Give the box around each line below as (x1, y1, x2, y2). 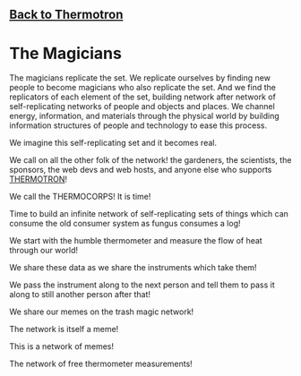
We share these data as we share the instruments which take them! (9, 262, 257, 273)
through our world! (9, 245, 79, 256)
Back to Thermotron (9, 7, 124, 22)
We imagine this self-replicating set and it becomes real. (9, 138, 218, 149)
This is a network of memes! (9, 341, 115, 352)
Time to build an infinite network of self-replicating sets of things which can (9, 209, 289, 219)
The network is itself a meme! (9, 324, 119, 335)
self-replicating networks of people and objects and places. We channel (9, 101, 275, 112)
